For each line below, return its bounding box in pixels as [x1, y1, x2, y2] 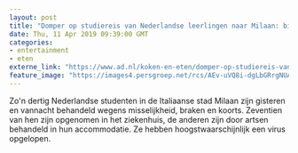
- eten [9, 54, 34, 63]
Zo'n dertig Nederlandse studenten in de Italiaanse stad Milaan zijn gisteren [9, 95, 286, 106]
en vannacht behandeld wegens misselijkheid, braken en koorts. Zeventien [9, 104, 282, 116]
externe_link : [9, 63, 62, 72]
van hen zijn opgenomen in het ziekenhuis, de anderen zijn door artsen [9, 114, 269, 125]
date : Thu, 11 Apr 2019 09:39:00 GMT [9, 29, 149, 38]
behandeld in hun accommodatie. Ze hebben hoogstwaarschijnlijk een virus [9, 124, 286, 134]
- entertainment [9, 46, 69, 55]
